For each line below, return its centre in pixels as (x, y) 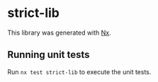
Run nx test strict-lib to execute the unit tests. (79, 71)
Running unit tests (49, 55)
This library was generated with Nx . (59, 33)
